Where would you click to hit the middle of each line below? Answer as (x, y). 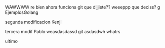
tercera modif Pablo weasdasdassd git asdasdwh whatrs (63, 31)
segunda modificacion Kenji (33, 22)
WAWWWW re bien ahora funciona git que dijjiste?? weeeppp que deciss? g (83, 7)
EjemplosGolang (22, 12)
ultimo (12, 41)
